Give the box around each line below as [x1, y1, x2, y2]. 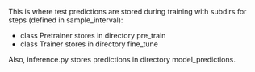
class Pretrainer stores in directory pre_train [19, 31, 166, 40]
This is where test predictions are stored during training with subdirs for [8, 7, 247, 16]
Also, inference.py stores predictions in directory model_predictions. [8, 55, 236, 64]
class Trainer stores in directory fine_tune [19, 39, 159, 49]
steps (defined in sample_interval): [8, 15, 123, 25]
